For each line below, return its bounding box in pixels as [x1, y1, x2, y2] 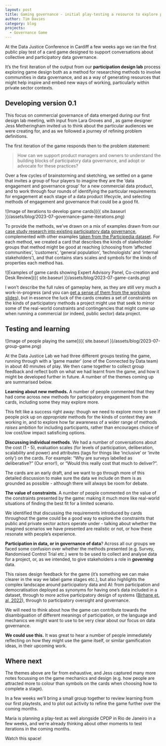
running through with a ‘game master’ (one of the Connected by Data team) [5, 358, 159, 364]
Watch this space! [5, 736, 42, 742]
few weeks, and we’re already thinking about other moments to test [5, 721, 142, 727]
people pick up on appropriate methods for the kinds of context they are [5, 414, 153, 420]
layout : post [5, 7, 32, 12]
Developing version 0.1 [5, 99, 77, 108]
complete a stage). [5, 686, 43, 692]
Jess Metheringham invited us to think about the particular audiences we [5, 123, 154, 128]
